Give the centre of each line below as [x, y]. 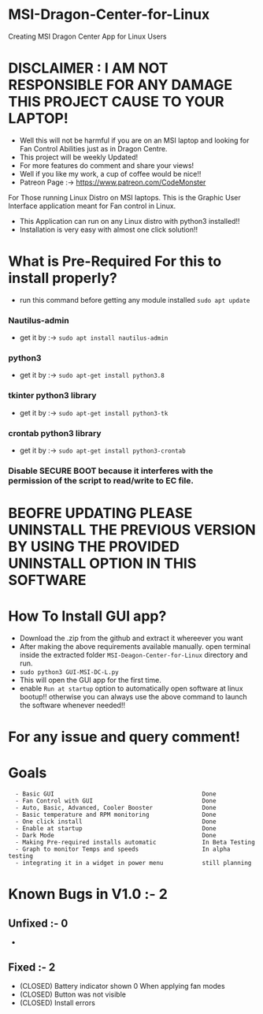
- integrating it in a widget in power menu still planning [133, 863]
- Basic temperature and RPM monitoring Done [116, 815]
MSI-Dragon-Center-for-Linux [109, 15]
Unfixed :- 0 [38, 923]
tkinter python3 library [52, 396]
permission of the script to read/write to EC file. [101, 480]
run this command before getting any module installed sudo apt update [135, 300]
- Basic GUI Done [116, 794]
